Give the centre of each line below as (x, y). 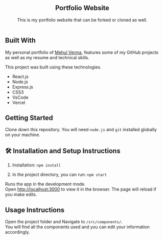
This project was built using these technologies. (53, 67)
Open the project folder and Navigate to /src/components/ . (64, 222)
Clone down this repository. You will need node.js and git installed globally (81, 130)
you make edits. (21, 194)
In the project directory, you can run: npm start (59, 175)
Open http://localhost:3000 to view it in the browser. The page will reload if (81, 189)
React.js (20, 76)
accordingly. (18, 232)
